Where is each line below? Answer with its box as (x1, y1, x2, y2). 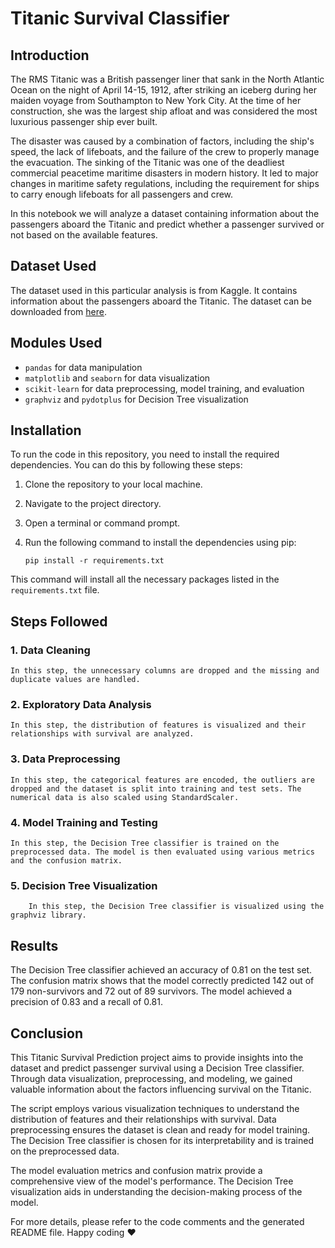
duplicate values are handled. (10, 675, 141, 685)
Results (10, 937, 59, 954)
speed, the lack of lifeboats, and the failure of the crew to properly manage (10, 146, 320, 157)
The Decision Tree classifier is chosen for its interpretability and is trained (10, 1134, 314, 1146)
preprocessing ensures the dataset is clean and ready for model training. (10, 1123, 311, 1136)
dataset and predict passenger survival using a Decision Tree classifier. (10, 1062, 305, 1074)
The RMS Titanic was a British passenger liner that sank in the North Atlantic (10, 73, 325, 85)
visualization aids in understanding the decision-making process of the (10, 1185, 303, 1197)
